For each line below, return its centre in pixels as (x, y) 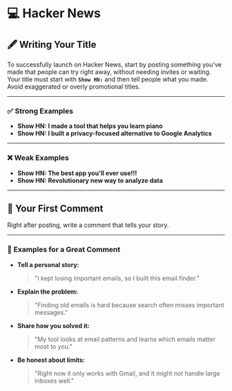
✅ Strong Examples (40, 111)
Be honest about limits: (51, 360)
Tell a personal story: (48, 264)
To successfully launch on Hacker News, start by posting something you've (115, 64)
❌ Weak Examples (38, 158)
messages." (51, 312)
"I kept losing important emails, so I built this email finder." (117, 278)
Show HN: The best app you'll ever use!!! (77, 173)
